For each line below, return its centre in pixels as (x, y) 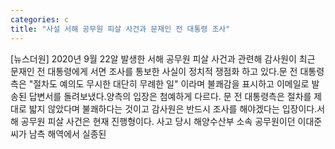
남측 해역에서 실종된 (67, 133)
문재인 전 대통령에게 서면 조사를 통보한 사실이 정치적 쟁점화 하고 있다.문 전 (154, 71)
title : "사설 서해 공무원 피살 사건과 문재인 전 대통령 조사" (120, 29)
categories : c (40, 19)
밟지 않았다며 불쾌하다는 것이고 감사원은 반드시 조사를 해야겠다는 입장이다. (173, 108)
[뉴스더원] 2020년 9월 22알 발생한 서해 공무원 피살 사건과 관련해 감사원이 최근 (163, 58)
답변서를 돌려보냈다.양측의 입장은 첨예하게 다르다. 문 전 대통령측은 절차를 (170, 96)
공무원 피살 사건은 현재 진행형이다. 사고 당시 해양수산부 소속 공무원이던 (158, 121)
